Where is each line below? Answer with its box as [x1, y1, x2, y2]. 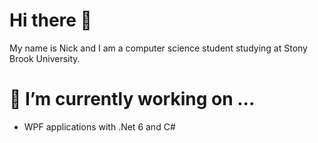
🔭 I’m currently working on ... [9, 88, 256, 111]
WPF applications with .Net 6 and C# [23, 120, 176, 133]
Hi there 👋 [9, 9, 92, 32]
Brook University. [9, 52, 81, 64]
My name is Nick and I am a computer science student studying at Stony [9, 42, 308, 54]
